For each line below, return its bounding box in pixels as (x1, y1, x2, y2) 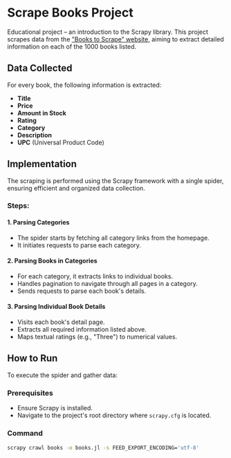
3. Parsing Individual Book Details (7, 303, 106, 311)
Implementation (7, 158, 77, 170)
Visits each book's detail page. (17, 318, 105, 326)
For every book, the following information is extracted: (7, 81, 162, 89)
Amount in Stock (17, 108, 67, 117)
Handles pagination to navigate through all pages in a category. (17, 279, 198, 287)
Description (17, 131, 52, 139)
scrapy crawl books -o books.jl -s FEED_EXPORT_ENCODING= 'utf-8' (7, 444, 199, 451)
